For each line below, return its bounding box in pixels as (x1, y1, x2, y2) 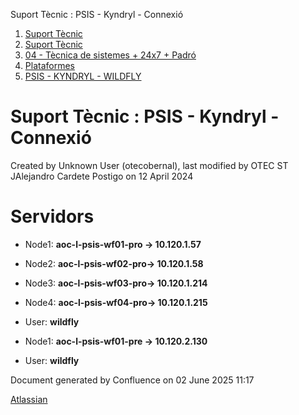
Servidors (10, 205, 95, 228)
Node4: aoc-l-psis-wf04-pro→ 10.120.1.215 (24, 296, 208, 308)
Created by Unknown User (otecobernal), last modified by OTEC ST (10, 159, 289, 171)
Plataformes (24, 60, 75, 71)
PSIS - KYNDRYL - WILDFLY (24, 70, 142, 82)
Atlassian (10, 393, 48, 405)
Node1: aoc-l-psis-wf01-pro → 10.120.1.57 (24, 238, 202, 250)
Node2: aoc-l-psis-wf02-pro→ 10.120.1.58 (24, 257, 204, 269)
